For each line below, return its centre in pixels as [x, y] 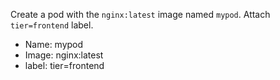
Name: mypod [54, 44]
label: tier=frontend [64, 65]
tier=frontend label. [52, 25]
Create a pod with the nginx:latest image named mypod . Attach [140, 14]
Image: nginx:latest [64, 55]
